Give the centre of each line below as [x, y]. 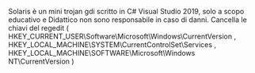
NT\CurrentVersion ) [41, 61]
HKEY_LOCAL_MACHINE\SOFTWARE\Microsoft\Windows [102, 53]
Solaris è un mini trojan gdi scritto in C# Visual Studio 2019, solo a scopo [126, 11]
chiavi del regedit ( [39, 28]
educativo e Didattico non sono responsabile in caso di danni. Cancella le [127, 20]
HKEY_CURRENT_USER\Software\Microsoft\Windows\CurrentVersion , [122, 36]
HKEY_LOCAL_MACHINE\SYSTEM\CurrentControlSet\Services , [112, 45]
